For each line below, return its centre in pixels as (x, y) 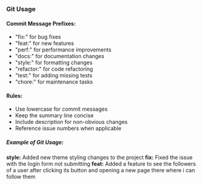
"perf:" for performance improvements (63, 50)
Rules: (15, 96)
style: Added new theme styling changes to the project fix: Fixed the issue (99, 157)
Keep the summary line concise (54, 115)
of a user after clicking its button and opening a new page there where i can (101, 170)
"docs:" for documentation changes (60, 56)
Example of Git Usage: (35, 142)
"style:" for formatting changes (54, 63)
